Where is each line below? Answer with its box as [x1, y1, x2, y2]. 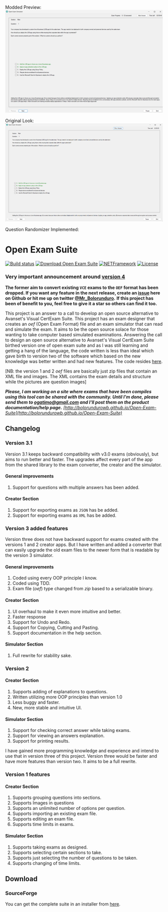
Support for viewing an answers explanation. [12, 733, 105, 739]
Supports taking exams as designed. [12, 844, 88, 850]
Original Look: [5, 118, 34, 124]
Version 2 [5, 665, 29, 672]
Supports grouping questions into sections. [12, 794, 101, 801]
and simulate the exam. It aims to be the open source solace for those [5, 326, 149, 332]
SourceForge [5, 889, 37, 896]
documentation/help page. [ [5, 404, 65, 410]
